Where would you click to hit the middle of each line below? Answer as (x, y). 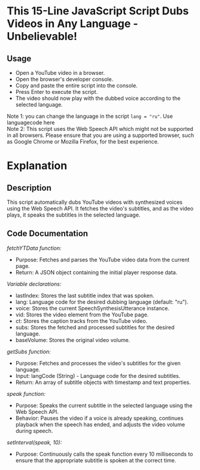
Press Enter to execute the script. (57, 92)
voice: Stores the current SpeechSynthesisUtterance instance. (92, 308)
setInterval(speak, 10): (34, 442)
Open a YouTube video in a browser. (60, 73)
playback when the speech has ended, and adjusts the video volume (100, 424)
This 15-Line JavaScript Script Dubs (98, 11)
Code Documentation (48, 234)
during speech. (34, 431)
